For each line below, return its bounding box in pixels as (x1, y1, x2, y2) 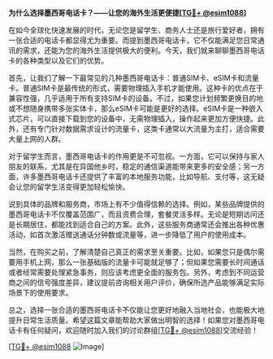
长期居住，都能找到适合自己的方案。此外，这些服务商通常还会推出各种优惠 (15, 220, 265, 229)
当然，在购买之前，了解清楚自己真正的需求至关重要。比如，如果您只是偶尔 (8, 247, 258, 256)
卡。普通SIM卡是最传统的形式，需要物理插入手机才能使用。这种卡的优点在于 (8, 83, 264, 93)
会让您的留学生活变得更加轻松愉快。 (8, 182, 130, 191)
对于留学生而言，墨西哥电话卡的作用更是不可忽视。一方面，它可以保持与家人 (8, 151, 265, 161)
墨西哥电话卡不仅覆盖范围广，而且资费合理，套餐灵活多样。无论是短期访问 (8, 209, 258, 219)
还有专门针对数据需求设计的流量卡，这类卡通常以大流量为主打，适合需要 (22, 124, 265, 134)
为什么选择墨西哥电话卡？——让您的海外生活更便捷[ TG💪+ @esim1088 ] (8, 8, 247, 17)
